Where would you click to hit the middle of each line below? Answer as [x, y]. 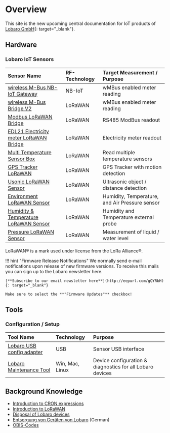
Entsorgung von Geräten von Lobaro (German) [61, 420]
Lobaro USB [22, 346]
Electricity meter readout [132, 137]
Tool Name [21, 337]
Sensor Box [22, 159]
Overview [26, 9]
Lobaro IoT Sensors [30, 60]
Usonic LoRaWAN [29, 182]
